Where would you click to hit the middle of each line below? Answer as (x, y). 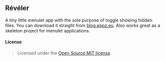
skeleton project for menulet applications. (48, 30)
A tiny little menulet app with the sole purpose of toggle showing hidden (79, 20)
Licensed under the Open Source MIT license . (64, 53)
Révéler (17, 8)
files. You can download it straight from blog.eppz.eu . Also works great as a (83, 25)
